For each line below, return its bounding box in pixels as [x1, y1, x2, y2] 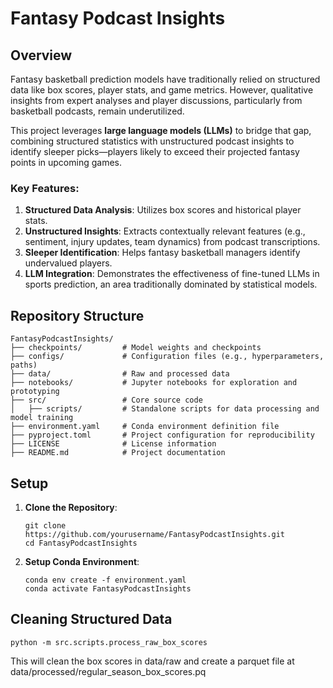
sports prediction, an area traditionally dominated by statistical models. [24, 278, 318, 291]
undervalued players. [24, 257, 113, 269]
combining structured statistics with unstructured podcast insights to [10, 135, 295, 147]
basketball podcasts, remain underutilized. [10, 105, 185, 117]
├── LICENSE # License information [10, 439, 217, 449]
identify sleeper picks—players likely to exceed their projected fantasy [10, 146, 300, 157]
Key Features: [10, 181, 80, 195]
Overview [10, 47, 73, 64]
